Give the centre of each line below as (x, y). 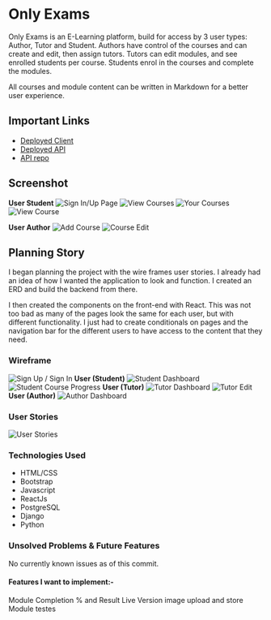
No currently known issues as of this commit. (84, 563)
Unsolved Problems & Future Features (84, 546)
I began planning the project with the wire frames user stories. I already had (135, 272)
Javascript (38, 490)
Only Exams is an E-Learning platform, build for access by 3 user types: (128, 37)
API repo (35, 157)
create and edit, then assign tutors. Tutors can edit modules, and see (123, 54)
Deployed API (43, 149)
